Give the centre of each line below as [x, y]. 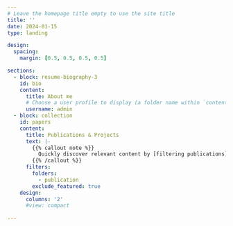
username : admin [49, 109]
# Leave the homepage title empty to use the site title [91, 13]
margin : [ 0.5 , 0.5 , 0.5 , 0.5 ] [63, 58]
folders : [45, 173]
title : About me [49, 96]
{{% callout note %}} [63, 148]
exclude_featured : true [66, 186]
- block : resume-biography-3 [55, 77]
